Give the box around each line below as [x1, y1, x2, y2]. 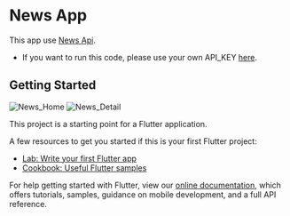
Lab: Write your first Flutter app [21, 153, 137, 164]
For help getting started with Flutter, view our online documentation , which [9, 180, 282, 190]
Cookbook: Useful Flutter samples [21, 162, 147, 173]
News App [9, 5, 87, 26]
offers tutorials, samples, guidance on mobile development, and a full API [9, 188, 277, 200]
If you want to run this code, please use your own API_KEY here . [21, 52, 258, 62]
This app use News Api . [9, 35, 96, 45]
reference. [9, 198, 47, 209]
